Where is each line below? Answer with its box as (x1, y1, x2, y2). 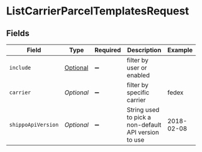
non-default (126, 121, 162, 129)
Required (94, 46, 121, 54)
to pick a (126, 113, 151, 121)
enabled (126, 71, 150, 79)
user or (126, 64, 147, 71)
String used (126, 106, 160, 114)
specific (126, 88, 150, 97)
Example (167, 46, 193, 54)
